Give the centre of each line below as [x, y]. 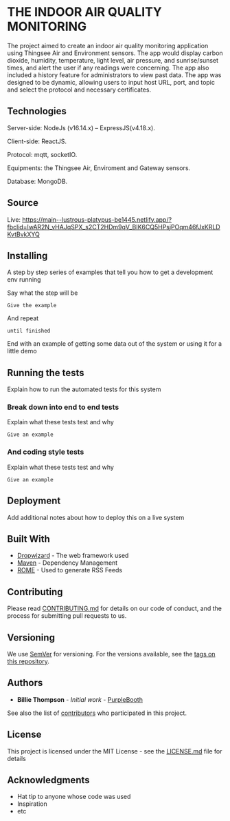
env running [24, 280]
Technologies [37, 111]
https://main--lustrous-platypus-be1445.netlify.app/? [97, 219]
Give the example [32, 306]
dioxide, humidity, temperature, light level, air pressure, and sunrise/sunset [113, 60]
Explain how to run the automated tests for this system [84, 389]
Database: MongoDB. [37, 181]
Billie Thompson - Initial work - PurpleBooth [80, 699]
